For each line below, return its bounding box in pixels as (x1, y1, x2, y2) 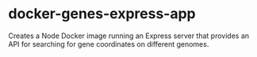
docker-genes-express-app (8, 5, 196, 23)
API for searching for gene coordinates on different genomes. (8, 39, 209, 48)
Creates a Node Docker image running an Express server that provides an (8, 31, 250, 40)
